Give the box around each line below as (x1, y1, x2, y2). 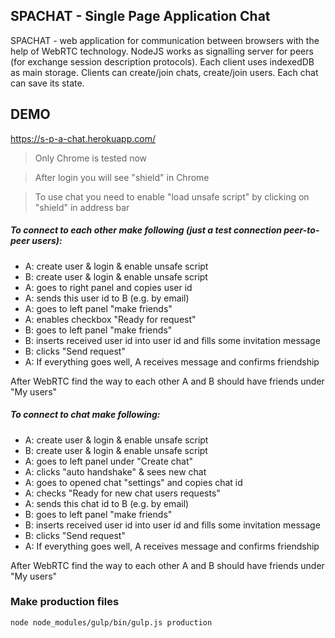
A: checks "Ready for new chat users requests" (24, 487, 221, 499)
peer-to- (283, 224, 320, 236)
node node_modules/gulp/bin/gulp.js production (10, 617, 213, 628)
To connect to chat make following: (10, 409, 161, 421)
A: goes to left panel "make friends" (24, 302, 173, 314)
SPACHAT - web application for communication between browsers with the (10, 34, 320, 46)
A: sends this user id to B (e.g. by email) (24, 292, 190, 304)
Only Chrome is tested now (34, 152, 148, 164)
